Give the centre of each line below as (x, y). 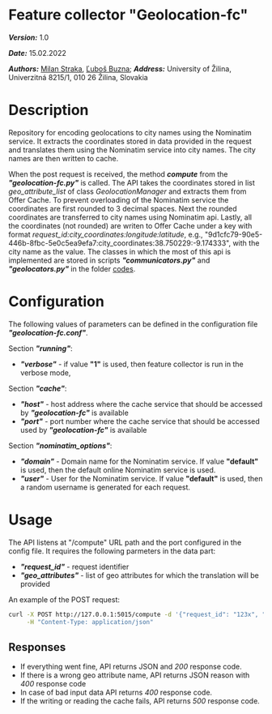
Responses (37, 647)
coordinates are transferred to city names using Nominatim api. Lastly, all (130, 217)
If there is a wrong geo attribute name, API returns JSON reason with (135, 675)
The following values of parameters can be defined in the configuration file (133, 324)
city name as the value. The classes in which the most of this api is (120, 251)
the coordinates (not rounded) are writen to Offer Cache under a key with (130, 225)
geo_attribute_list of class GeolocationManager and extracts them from (127, 191)
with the (246, 243)
